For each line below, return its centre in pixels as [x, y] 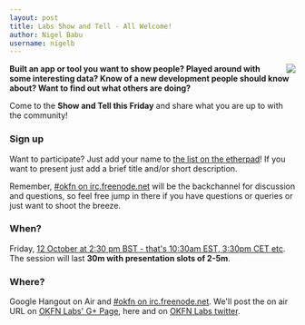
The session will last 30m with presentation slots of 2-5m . [120, 258]
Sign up [27, 139]
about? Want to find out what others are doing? [100, 88]
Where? [27, 281]
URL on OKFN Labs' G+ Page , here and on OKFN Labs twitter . [125, 311]
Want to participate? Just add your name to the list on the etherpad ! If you [148, 159]
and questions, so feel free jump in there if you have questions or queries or [151, 195]
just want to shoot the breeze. [65, 205]
